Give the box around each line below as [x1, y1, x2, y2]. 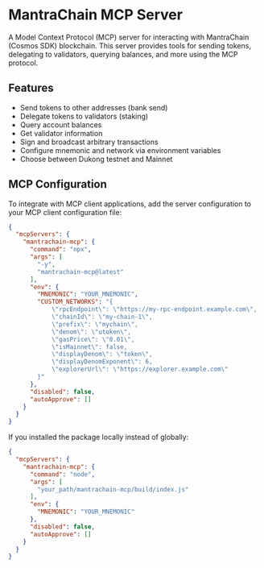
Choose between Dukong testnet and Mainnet [19, 154, 173, 164]
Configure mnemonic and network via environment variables [19, 145, 221, 155]
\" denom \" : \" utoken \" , [51, 328, 131, 336]
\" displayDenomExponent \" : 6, [51, 358, 153, 366]
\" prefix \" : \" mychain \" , [51, 320, 138, 328]
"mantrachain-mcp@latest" [37, 267, 125, 276]
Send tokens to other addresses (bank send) [19, 102, 168, 112]
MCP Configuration [8, 177, 107, 191]
